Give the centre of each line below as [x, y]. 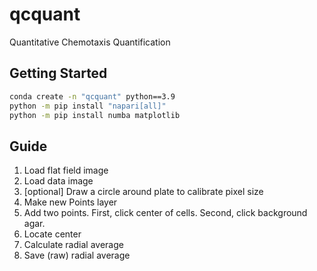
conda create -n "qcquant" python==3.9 [92, 96]
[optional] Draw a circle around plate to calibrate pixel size [143, 192]
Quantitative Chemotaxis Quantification [90, 42]
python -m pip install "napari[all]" [88, 106]
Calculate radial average [73, 245]
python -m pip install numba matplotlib [95, 115]
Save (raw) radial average [77, 255]
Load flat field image [66, 170]
